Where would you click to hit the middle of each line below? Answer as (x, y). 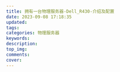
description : (22, 44)
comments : (18, 55)
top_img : (17, 49)
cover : (14, 60)
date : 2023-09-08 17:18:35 (39, 17)
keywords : (18, 38)
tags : (13, 28)
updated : (17, 22)
